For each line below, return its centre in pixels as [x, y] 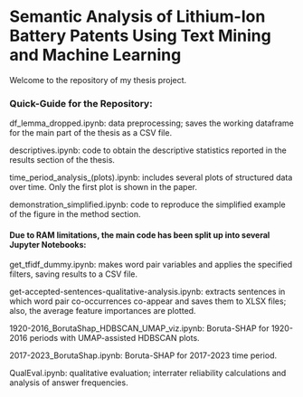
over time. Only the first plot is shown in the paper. [103, 187]
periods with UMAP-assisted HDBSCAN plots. [115, 338]
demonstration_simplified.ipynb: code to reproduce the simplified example [148, 204]
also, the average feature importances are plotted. [103, 311]
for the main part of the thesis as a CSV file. [91, 133]
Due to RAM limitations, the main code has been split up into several [140, 235]
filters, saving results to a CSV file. [74, 274]
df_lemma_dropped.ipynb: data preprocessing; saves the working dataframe [151, 123]
